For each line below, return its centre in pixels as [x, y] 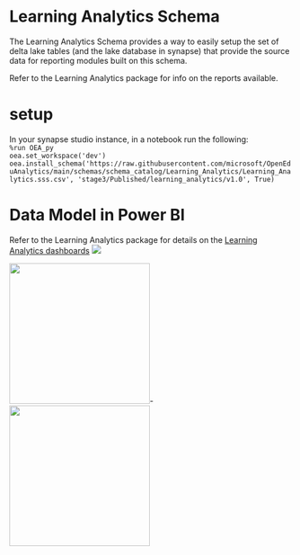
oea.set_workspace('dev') [57, 156]
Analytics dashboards [49, 250]
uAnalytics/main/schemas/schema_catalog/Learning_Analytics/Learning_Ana [150, 171]
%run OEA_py [31, 148]
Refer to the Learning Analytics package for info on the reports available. [144, 77]
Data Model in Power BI [97, 215]
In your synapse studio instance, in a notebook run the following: [129, 139]
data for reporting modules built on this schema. [98, 60]
